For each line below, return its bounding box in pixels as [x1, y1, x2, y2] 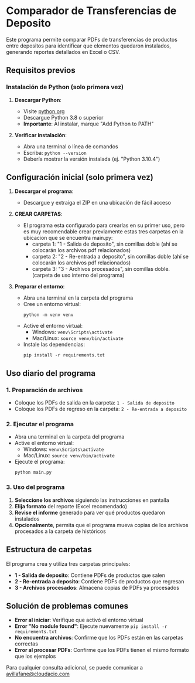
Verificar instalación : [14, 131, 67, 138]
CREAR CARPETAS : [14, 210, 63, 218]
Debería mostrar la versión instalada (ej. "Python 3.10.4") [23, 155, 160, 162]
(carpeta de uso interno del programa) [32, 271, 125, 279]
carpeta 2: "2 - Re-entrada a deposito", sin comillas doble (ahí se [32, 253, 189, 260]
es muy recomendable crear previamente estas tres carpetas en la [23, 228, 184, 235]
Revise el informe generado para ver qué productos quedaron [14, 509, 166, 516]
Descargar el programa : [14, 188, 74, 195]
